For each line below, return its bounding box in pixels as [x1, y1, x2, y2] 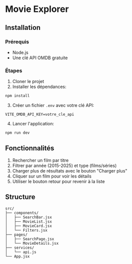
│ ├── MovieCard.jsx [5, 223, 52, 228]
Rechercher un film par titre [12, 157, 69, 163]
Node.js [12, 49, 29, 55]
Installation [5, 23, 41, 32]
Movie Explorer [5, 3, 69, 15]
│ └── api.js [5, 250, 37, 255]
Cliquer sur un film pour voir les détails [12, 173, 92, 179]
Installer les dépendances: [12, 84, 66, 90]
